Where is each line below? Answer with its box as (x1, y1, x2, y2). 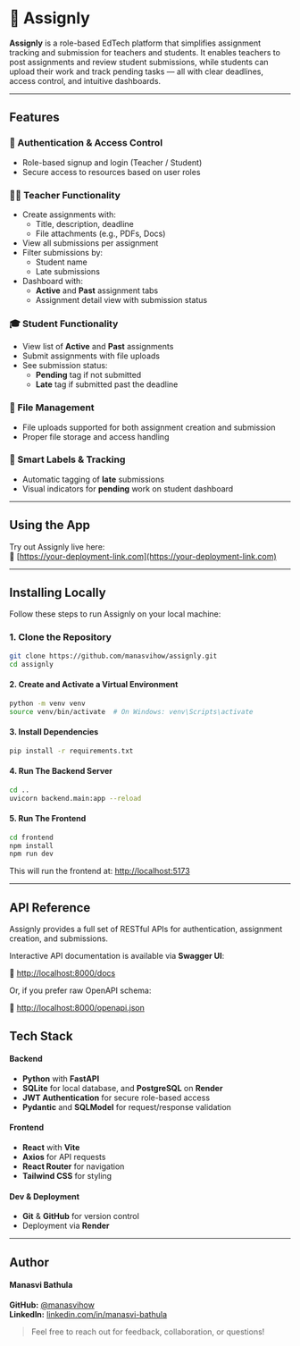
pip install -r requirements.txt (9, 746, 134, 755)
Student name (35, 257, 87, 267)
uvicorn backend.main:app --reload (9, 794, 142, 803)
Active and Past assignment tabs (35, 285, 159, 296)
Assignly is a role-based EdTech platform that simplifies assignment (9, 38, 262, 48)
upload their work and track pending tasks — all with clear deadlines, (9, 66, 263, 77)
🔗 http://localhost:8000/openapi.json (9, 1003, 146, 1014)
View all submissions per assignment (21, 237, 159, 248)
